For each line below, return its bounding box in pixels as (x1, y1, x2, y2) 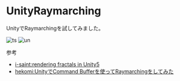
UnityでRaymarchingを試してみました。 (6, 24, 104, 32)
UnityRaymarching (6, 4, 102, 18)
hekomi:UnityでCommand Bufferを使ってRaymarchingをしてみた (14, 67, 174, 75)
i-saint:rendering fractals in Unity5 (14, 61, 100, 68)
